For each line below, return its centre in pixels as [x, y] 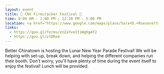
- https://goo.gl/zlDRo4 [35, 37]
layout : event [20, 9]
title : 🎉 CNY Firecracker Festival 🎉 [43, 14]
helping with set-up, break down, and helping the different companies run [79, 55]
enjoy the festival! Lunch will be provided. [47, 66]
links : [12, 28]
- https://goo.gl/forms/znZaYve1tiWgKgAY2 [53, 32]
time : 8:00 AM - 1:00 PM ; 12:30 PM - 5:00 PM [53, 18]
